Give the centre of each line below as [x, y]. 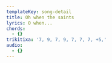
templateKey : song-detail [39, 12]
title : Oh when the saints [40, 17]
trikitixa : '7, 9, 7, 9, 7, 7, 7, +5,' [57, 40]
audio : [15, 46]
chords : [16, 28]
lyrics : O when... [29, 23]
